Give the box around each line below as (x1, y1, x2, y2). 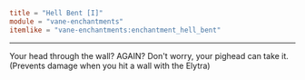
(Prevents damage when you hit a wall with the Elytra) (9, 60, 211, 71)
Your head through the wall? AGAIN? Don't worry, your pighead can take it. (9, 50, 289, 61)
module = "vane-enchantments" (9, 16, 124, 26)
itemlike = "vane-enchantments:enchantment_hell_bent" (9, 25, 221, 35)
